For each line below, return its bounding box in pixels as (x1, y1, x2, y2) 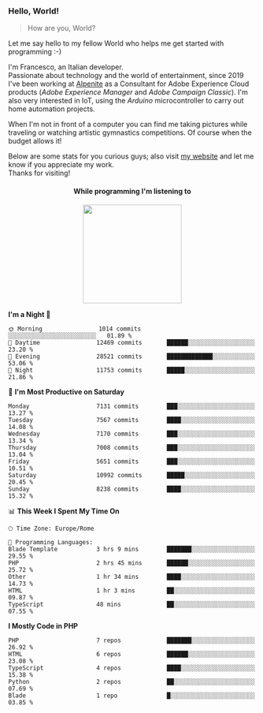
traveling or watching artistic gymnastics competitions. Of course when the (8, 128, 252, 137)
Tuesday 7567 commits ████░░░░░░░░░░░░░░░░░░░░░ (8, 416, 256, 424)
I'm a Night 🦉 (8, 309, 51, 319)
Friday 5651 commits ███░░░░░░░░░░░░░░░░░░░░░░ (8, 457, 256, 465)
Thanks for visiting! (8, 168, 71, 178)
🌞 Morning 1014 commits (8, 325, 142, 333)
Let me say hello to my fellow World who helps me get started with (8, 39, 224, 48)
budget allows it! (8, 136, 62, 146)
